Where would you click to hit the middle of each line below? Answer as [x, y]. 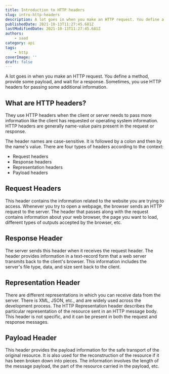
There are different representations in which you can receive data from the [83, 295]
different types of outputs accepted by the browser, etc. [64, 222]
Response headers [32, 162]
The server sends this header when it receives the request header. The [79, 250]
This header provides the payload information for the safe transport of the [82, 350]
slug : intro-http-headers [32, 15]
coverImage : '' [21, 57]
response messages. [27, 322]
